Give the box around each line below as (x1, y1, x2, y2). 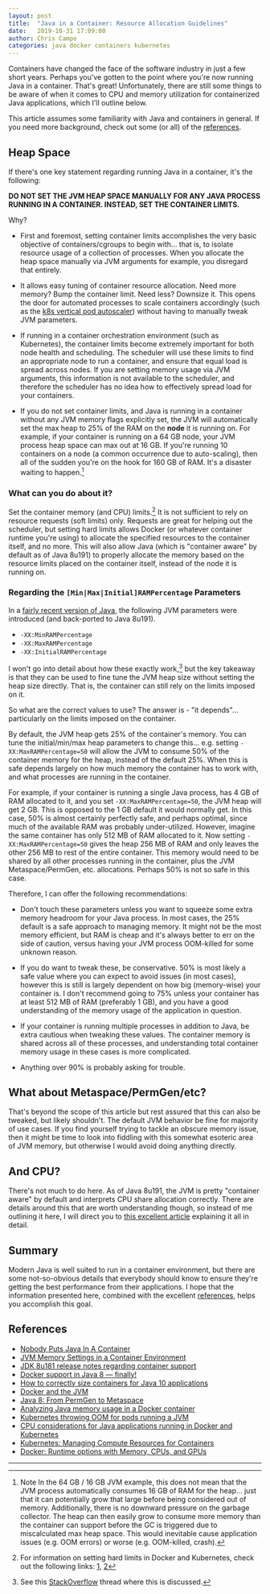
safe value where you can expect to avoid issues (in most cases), (19, 971, 237, 981)
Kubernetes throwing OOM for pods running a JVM (19, 1412, 189, 1422)
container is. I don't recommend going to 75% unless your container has (19, 988, 260, 998)
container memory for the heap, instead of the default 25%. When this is (8, 755, 248, 764)
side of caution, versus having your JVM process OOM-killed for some (19, 938, 254, 948)
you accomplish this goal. (8, 1298, 93, 1309)
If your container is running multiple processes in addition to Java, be (19, 1021, 250, 1031)
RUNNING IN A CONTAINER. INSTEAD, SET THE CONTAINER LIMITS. (8, 199, 240, 209)
